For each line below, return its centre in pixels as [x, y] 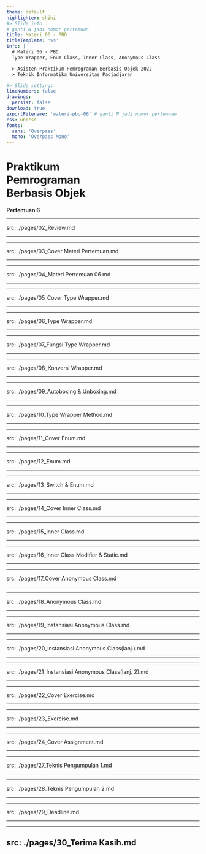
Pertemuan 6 [23, 210]
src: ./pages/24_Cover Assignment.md [55, 742]
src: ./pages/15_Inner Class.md [45, 532]
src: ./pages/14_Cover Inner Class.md [54, 508]
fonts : [15, 125]
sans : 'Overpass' [34, 131]
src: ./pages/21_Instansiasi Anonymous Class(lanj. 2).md [78, 672]
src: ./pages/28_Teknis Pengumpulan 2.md [60, 789]
